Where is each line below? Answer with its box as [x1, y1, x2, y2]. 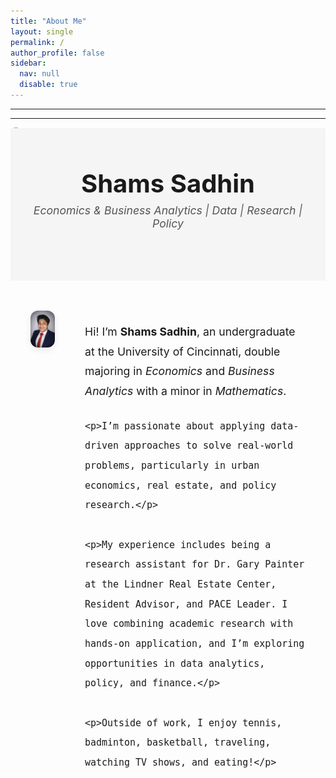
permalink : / [10, 37, 65, 47]
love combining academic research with [84, 618, 294, 630]
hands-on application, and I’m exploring [84, 637, 305, 650]
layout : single [10, 26, 74, 37]
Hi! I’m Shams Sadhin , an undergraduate [84, 325, 296, 339]
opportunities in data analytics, [84, 657, 266, 670]
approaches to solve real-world [124, 440, 294, 452]
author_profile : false [10, 48, 105, 58]
